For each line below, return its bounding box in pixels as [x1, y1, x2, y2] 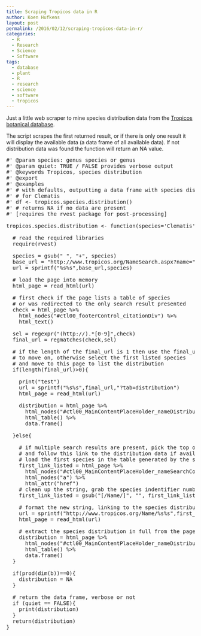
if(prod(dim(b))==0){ [12, 570, 76, 577]
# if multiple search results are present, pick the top [19, 444, 190, 451]
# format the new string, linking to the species [19, 504, 167, 511]
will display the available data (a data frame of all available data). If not [6, 138, 179, 146]
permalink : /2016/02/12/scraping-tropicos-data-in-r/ [6, 25, 144, 32]
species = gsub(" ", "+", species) [12, 252, 117, 259]
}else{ [12, 432, 32, 439]
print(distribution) [19, 605, 79, 613]
